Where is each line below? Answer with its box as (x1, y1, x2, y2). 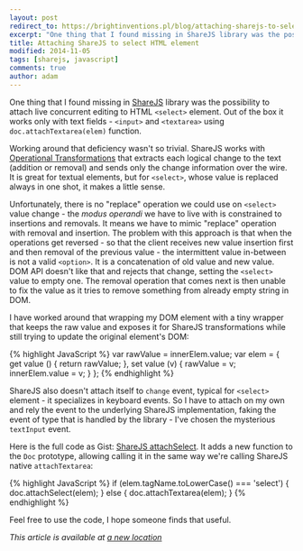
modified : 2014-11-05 (9, 47, 91, 56)
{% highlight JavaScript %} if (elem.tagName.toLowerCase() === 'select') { (9, 477, 289, 488)
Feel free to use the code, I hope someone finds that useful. (9, 514, 232, 525)
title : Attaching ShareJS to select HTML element (9, 38, 200, 48)
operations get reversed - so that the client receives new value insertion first (9, 236, 294, 248)
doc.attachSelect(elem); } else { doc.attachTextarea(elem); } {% (9, 487, 246, 498)
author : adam (9, 72, 59, 81)
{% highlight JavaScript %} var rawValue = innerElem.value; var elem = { (9, 348, 280, 359)
